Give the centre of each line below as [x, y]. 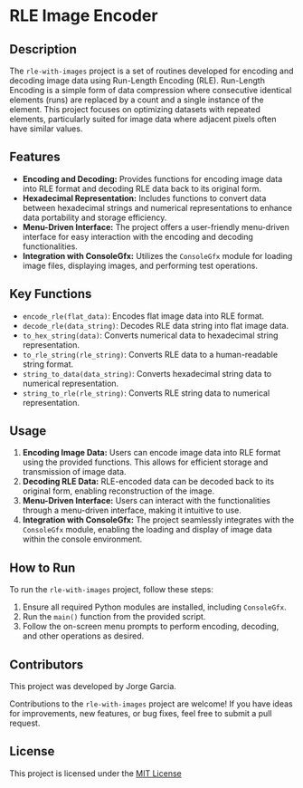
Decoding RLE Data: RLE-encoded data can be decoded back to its [148, 482]
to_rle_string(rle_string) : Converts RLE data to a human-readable [150, 354]
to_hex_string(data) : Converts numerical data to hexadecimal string [150, 335]
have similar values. [46, 129]
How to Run [43, 567]
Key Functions [51, 294]
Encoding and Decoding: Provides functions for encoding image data [152, 178]
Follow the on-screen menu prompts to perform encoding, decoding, [151, 627]
